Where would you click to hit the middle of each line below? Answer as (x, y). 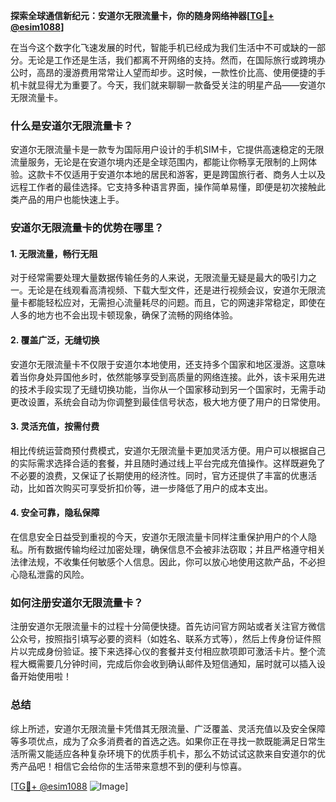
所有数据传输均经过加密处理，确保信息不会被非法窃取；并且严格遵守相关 (176, 550)
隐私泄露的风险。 (54, 575)
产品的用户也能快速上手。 (71, 200)
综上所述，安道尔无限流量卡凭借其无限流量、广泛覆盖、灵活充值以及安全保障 (168, 728)
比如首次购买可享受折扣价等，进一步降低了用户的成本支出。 (150, 488)
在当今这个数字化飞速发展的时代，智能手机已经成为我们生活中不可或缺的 (159, 47)
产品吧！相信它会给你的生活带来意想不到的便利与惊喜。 (132, 766)
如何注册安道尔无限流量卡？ (77, 602)
